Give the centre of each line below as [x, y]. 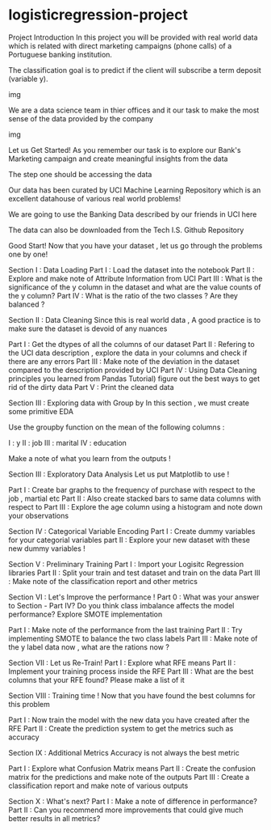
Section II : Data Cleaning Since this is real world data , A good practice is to [135, 320]
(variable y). [28, 78]
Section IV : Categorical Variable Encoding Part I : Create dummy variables [132, 531]
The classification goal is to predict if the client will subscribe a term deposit [135, 70]
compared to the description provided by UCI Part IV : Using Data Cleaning [133, 370]
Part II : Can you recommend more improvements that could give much [126, 810]
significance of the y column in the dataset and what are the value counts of [135, 287]
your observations [39, 515]
